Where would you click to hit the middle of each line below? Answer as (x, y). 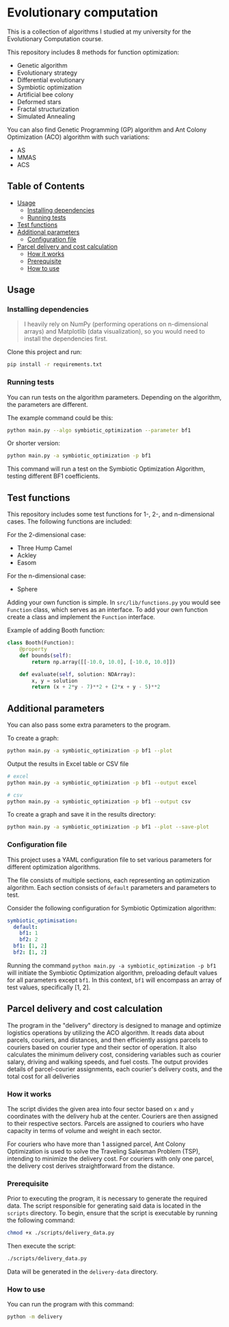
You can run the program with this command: (71, 1304)
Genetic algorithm (42, 65)
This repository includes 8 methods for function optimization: (93, 52)
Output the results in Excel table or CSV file (68, 764)
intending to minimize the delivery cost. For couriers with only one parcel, (110, 1158)
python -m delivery (35, 1317)
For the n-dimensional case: (46, 576)
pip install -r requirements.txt (55, 364)
